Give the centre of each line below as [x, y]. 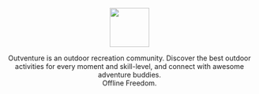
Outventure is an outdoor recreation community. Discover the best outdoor [129, 58]
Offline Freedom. [129, 83]
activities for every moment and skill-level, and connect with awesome [129, 66]
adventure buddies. [129, 75]
